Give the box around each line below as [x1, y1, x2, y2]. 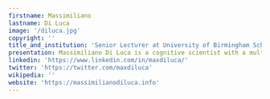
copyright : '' [8, 34, 56, 42]
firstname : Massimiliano [8, 11, 92, 20]
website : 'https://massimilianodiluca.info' [8, 78, 160, 86]
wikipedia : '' [8, 71, 56, 79]
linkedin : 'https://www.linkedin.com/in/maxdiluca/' [8, 57, 189, 65]
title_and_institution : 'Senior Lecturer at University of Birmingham [8, 42, 250, 49]
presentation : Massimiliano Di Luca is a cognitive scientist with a [8, 49, 247, 57]
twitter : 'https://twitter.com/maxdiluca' [8, 64, 153, 72]
